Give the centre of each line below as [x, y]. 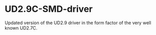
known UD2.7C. [21, 28]
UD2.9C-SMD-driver [49, 9]
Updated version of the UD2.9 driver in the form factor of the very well [78, 23]
